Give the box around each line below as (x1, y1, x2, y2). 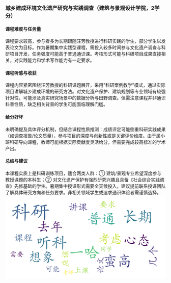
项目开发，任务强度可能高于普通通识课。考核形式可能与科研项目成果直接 (9, 51, 161, 57)
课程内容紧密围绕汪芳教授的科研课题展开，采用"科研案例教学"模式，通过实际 (5, 82, 166, 88)
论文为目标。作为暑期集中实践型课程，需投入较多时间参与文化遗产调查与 (9, 44, 161, 50)
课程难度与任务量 (5, 25, 41, 32)
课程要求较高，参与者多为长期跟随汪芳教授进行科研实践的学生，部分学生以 (5, 38, 161, 44)
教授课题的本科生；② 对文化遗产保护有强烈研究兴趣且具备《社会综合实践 (5, 176, 160, 183)
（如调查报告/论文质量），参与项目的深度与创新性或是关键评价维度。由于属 (5, 133, 161, 139)
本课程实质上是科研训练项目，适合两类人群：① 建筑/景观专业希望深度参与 (5, 170, 162, 176)
